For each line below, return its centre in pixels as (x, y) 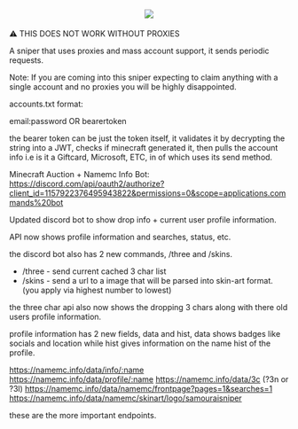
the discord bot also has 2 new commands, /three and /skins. (121, 253)
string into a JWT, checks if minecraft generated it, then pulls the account (144, 147)
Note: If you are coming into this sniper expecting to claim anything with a (144, 77)
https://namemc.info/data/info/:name (77, 370)
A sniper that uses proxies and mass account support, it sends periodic (139, 51)
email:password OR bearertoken (68, 121)
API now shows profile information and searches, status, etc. (120, 237)
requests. (27, 60)
